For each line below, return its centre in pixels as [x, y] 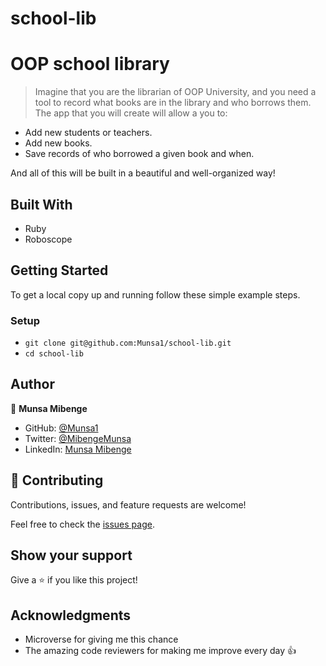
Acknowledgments [71, 615]
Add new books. [58, 143]
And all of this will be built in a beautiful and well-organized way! [143, 173]
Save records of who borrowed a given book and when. [139, 154]
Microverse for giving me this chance [101, 639]
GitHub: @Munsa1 [61, 428]
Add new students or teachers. [88, 133]
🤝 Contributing [57, 480]
